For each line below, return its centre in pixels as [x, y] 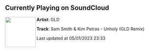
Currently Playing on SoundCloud [57, 8]
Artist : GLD [48, 19]
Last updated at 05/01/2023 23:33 [71, 38]
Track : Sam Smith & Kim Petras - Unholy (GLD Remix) [91, 29]
